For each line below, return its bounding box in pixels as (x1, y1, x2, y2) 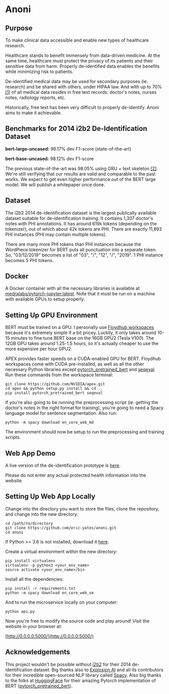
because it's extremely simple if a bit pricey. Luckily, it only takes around (5, 330, 157, 336)
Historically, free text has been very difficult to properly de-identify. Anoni (5, 104, 159, 110)
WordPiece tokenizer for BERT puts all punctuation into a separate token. (5, 246, 157, 252)
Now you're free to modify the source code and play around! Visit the (5, 617, 150, 624)
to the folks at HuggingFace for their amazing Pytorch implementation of (5, 677, 156, 683)
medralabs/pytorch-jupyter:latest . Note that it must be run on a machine (5, 290, 155, 297)
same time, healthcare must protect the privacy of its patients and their (5, 58, 153, 64)
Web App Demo (5, 449, 56, 457)
